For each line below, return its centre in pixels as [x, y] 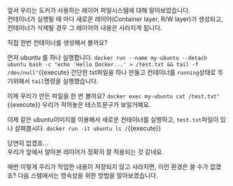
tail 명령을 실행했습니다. [65, 81]
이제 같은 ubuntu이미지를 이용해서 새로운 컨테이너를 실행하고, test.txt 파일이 [113, 120]
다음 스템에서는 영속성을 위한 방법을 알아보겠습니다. [87, 176]
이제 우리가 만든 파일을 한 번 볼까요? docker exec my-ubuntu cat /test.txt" [114, 96]
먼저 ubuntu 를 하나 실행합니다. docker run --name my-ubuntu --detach [107, 57]
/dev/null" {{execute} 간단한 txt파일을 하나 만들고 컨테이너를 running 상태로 [112, 72]
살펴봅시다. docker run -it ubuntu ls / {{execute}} [88, 128]
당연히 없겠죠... [28, 143]
